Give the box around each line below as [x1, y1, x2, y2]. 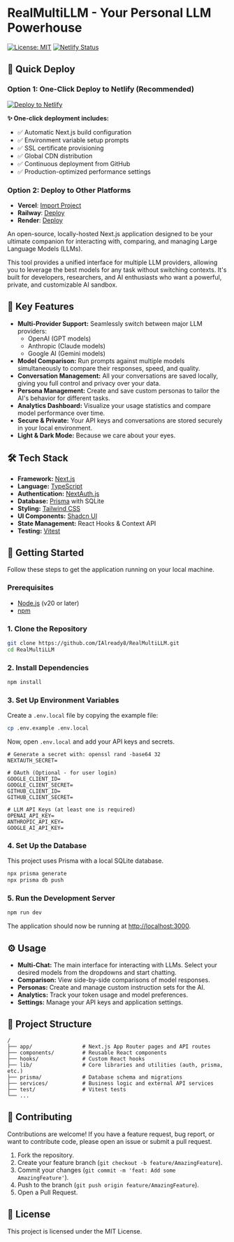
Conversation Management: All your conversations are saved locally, [17, 371, 219, 380]
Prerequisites [7, 583, 54, 593]
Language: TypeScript [17, 482, 82, 490]
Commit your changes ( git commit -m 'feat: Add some [17, 1166, 176, 1174]
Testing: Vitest [17, 526, 61, 535]
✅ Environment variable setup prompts [17, 135, 129, 144]
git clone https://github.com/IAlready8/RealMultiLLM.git [7, 639, 180, 646]
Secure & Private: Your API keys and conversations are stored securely [17, 416, 223, 425]
